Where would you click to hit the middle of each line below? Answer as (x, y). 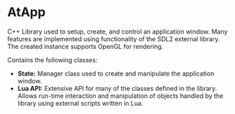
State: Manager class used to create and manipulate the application (116, 73)
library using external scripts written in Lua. (80, 103)
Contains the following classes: (52, 59)
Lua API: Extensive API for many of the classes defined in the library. (117, 88)
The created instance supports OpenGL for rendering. (85, 46)
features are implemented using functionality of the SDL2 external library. (114, 38)
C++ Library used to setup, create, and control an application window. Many (118, 31)
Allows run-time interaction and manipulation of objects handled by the (120, 96)
